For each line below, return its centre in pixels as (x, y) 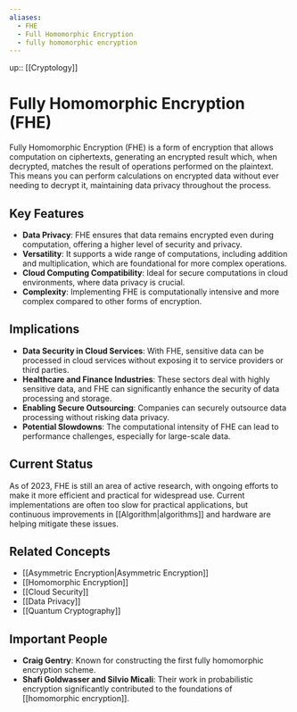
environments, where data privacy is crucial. (103, 282)
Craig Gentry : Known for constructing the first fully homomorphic (143, 660)
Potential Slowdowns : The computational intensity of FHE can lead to (150, 426)
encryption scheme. (59, 670)
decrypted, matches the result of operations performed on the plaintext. (141, 167)
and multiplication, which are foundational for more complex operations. (154, 263)
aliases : (25, 17)
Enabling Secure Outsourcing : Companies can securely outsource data (154, 408)
